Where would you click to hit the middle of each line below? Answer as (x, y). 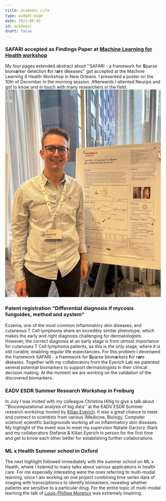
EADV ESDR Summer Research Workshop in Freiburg (70, 390)
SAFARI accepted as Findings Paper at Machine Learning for (79, 49)
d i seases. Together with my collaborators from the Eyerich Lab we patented (82, 362)
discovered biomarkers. (29, 377)
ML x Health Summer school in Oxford (52, 451)
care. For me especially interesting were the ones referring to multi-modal (80, 472)
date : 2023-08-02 (23, 21)
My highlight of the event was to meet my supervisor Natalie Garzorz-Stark (82, 428)
